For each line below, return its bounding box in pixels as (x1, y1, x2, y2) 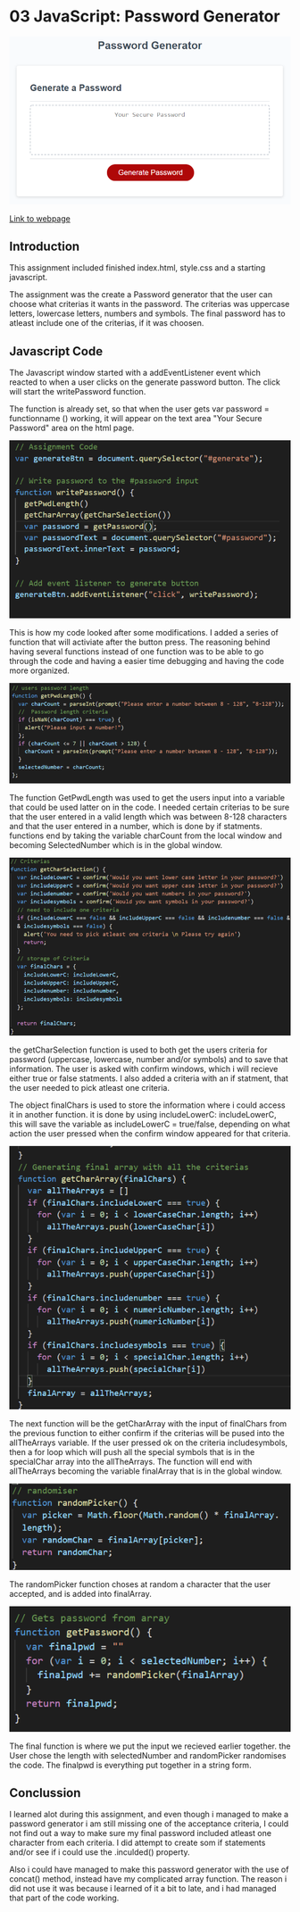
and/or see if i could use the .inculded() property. (9, 1847, 190, 1858)
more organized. (9, 665, 70, 676)
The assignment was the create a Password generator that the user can (9, 289, 273, 300)
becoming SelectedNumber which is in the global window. (9, 839, 223, 850)
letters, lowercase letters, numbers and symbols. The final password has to (9, 308, 286, 319)
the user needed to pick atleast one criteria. (9, 1083, 170, 1093)
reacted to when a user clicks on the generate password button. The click (9, 377, 281, 387)
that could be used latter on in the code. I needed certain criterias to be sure (9, 802, 290, 812)
